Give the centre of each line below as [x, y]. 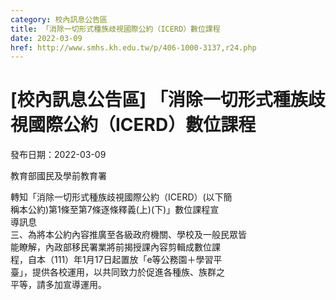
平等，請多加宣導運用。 [58, 285]
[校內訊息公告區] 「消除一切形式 [141, 100]
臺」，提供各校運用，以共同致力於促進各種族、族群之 [117, 272]
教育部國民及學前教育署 [58, 176]
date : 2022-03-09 [46, 38]
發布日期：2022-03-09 [58, 155]
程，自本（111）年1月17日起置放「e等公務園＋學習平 [116, 260]
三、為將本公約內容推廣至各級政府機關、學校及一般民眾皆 [128, 235]
